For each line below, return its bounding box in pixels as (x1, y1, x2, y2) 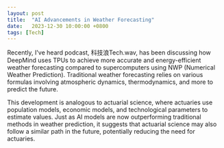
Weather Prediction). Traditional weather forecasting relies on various (7, 71, 203, 79)
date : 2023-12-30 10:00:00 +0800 (7, 23, 109, 29)
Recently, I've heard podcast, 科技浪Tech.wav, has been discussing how (7, 48, 211, 57)
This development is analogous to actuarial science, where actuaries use (7, 98, 213, 106)
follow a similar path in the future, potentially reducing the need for (7, 128, 195, 136)
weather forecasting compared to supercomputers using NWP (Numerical (7, 63, 216, 72)
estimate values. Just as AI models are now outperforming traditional (7, 113, 201, 121)
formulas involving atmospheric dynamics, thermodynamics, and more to (7, 78, 214, 86)
